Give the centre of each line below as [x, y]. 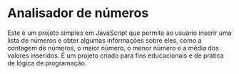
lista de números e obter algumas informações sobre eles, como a [105, 40]
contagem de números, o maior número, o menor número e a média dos [113, 48]
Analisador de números [78, 13]
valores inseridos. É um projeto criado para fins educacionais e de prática [116, 55]
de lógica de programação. [47, 63]
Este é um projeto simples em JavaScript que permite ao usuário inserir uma [119, 33]
